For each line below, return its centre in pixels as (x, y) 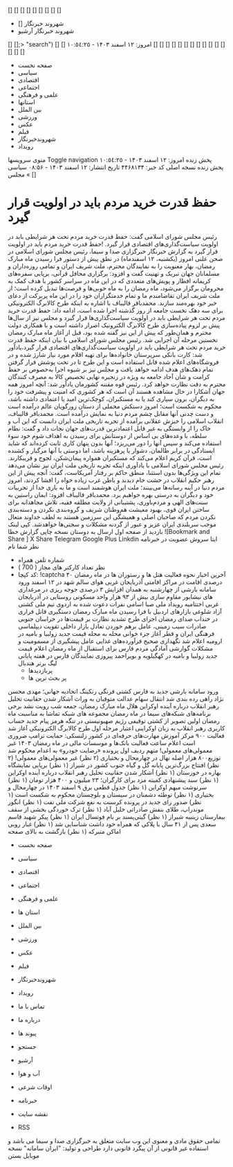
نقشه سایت (33, 1114)
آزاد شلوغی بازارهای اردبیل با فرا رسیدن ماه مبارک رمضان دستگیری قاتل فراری (120, 611)
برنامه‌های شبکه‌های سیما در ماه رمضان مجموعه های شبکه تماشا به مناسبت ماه (110, 713)
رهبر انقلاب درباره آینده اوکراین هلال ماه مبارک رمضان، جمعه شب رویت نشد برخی (114, 706)
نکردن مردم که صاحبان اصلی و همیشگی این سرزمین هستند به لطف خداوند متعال (112, 517)
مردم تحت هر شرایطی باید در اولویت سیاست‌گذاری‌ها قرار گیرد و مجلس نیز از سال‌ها (116, 317)
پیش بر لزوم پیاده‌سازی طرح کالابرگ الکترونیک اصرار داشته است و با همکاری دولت (114, 325)
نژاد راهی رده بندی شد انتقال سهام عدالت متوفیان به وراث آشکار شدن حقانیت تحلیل (116, 698)
